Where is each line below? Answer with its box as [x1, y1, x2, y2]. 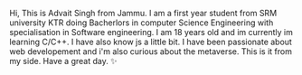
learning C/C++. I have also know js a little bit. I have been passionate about [9, 36, 292, 47]
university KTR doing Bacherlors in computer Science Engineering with [9, 17, 274, 28]
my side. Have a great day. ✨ [9, 56, 118, 66]
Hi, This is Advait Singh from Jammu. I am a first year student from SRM [9, 8, 278, 18]
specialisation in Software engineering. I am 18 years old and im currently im [9, 27, 294, 37]
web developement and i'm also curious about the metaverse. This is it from [9, 46, 292, 57]
